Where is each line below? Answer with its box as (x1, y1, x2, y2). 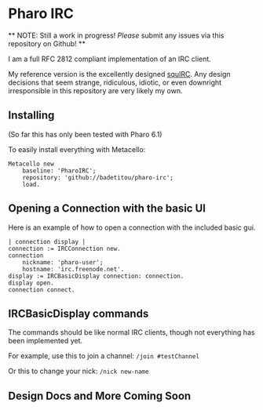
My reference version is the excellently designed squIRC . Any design (8, 69, 231, 78)
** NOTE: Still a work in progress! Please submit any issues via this (8, 31, 225, 40)
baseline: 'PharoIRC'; (22, 166, 97, 175)
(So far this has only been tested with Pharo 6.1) (8, 129, 163, 139)
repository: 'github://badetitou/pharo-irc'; (22, 173, 174, 181)
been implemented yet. (8, 336, 83, 346)
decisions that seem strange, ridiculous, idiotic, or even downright (8, 78, 222, 87)
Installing (8, 109, 55, 122)
